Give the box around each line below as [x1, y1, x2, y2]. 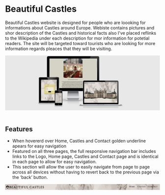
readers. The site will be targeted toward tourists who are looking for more [5, 40, 156, 46]
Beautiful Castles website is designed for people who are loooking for [5, 20, 146, 25]
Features [5, 125, 33, 133]
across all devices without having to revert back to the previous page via [12, 169, 159, 175]
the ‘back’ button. [12, 174, 48, 180]
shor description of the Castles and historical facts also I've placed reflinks [5, 30, 156, 36]
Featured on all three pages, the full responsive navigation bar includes [12, 148, 156, 154]
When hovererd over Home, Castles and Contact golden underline [12, 138, 146, 144]
